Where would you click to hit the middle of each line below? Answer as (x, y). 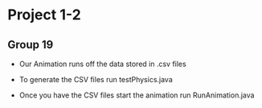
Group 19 (31, 45)
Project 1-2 (44, 15)
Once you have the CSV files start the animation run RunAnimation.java (137, 95)
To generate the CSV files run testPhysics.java (96, 79)
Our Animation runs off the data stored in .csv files (102, 64)
